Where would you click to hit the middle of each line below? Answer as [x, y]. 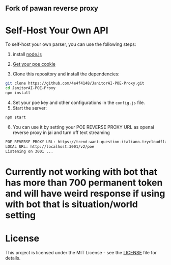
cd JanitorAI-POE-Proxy [31, 88]
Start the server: [30, 108]
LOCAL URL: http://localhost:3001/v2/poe [50, 147]
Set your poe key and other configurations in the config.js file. [79, 102]
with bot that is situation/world [72, 204]
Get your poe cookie [34, 64]
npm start [16, 117]
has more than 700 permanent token [84, 182]
